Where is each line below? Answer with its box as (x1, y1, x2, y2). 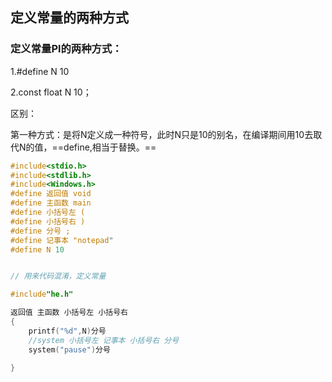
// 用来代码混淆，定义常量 (10, 271, 107, 282)
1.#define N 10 (10, 65, 70, 77)
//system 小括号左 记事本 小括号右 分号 (28, 335, 180, 345)
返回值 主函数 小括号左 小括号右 (10, 308, 128, 318)
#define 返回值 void (10, 189, 92, 199)
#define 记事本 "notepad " (10, 235, 114, 245)
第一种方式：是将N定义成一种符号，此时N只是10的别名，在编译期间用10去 (10, 128, 314, 140)
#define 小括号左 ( (10, 208, 86, 218)
